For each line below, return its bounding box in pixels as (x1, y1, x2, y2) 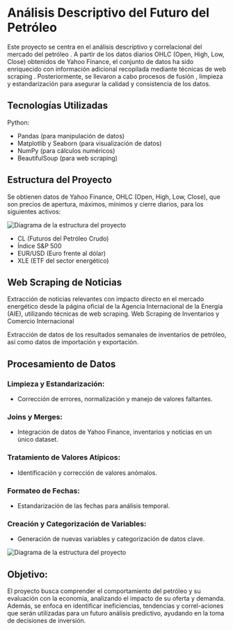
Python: (7, 118, 30, 127)
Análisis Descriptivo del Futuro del (7, 5, 210, 21)
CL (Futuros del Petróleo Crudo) (17, 234, 109, 243)
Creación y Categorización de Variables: (7, 519, 147, 528)
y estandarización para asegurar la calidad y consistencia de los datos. (7, 79, 211, 88)
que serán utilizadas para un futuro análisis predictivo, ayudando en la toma (7, 609, 225, 617)
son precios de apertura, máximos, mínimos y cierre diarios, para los (7, 200, 204, 208)
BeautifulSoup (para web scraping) (17, 154, 118, 162)
